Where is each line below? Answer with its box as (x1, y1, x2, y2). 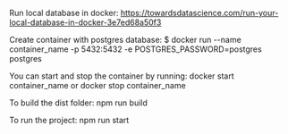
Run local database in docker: (9, 8, 119, 18)
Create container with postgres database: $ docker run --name (9, 35, 241, 45)
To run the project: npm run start (9, 115, 130, 125)
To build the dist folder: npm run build (9, 97, 148, 108)
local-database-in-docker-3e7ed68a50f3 (9, 17, 162, 28)
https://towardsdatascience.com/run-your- (120, 8, 279, 18)
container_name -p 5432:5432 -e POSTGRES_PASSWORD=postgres (9, 44, 262, 54)
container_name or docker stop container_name (9, 80, 186, 90)
